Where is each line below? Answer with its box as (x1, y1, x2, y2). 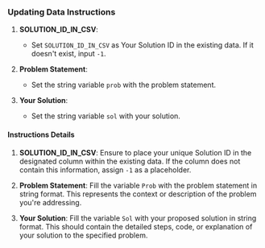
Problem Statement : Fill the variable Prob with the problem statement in (19, 180, 258, 190)
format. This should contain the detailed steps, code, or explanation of (19, 221, 253, 231)
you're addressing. (19, 197, 82, 207)
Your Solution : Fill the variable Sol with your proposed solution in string (19, 213, 257, 223)
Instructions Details (7, 130, 75, 139)
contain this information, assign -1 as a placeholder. (19, 164, 192, 175)
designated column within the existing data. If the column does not (19, 156, 241, 166)
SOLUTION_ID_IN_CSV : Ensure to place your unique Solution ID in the (19, 147, 252, 157)
